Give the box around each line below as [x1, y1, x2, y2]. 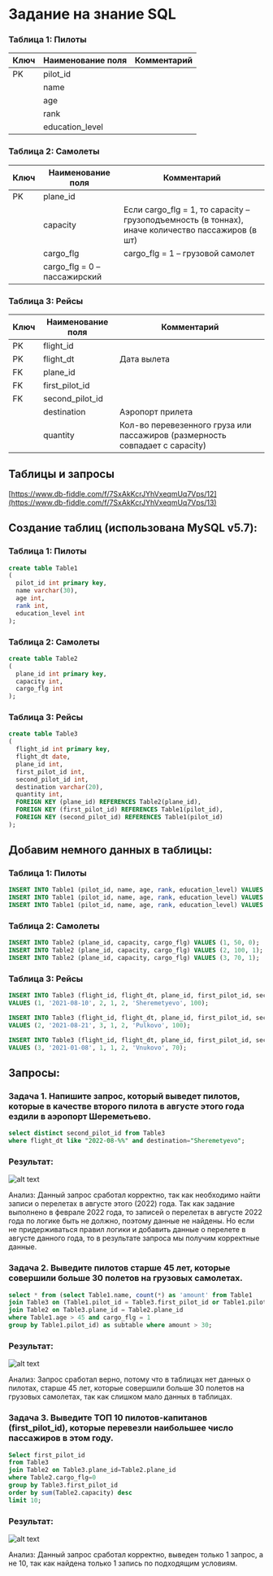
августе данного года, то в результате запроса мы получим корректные [8, 1233, 260, 1244]
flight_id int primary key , [15, 745, 111, 753]
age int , [15, 594, 45, 602]
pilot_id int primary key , [15, 579, 107, 588]
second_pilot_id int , [15, 775, 89, 784]
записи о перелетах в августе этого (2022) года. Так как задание [8, 1199, 236, 1209]
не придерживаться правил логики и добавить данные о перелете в [8, 1225, 246, 1235]
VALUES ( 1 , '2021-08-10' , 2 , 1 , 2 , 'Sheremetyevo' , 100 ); [8, 999, 209, 1008]
